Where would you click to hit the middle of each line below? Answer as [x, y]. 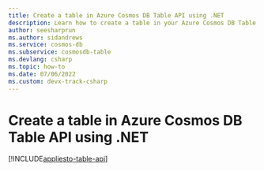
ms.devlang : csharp [40, 60]
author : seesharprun [42, 30]
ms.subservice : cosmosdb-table [60, 52]
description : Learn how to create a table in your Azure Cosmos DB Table [132, 23]
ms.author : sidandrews [45, 37]
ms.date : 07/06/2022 [42, 74]
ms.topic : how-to [37, 67]
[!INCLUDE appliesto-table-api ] [58, 159]
